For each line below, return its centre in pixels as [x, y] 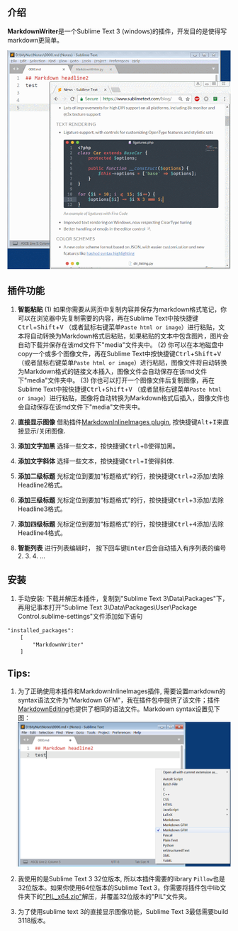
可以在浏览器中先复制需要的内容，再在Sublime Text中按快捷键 [108, 318]
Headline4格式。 [42, 533]
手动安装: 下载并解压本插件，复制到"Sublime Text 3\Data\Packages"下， [123, 598]
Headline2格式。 [42, 485]
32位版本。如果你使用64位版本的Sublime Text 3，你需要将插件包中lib [119, 887]
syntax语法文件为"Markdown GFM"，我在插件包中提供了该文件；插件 [119, 700]
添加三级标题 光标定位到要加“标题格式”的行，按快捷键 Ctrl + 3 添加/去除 [121, 500]
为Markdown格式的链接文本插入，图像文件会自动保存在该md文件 [112, 371]
